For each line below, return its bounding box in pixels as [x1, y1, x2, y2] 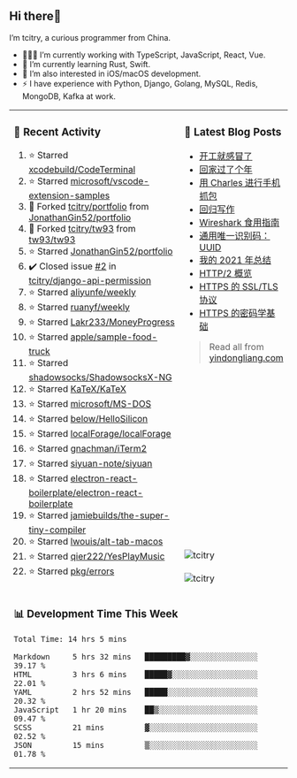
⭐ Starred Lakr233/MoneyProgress [28, 316, 175, 328]
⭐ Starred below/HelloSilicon [28, 412, 148, 424]
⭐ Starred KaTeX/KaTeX [28, 382, 126, 394]
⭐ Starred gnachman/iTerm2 [28, 442, 148, 454]
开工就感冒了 [198, 149, 253, 162]
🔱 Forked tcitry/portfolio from [28, 200, 149, 212]
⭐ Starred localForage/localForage [28, 427, 171, 439]
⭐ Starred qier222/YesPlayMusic [28, 550, 165, 562]
